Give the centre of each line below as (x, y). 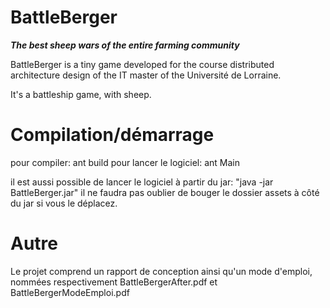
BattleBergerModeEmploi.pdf (70, 292)
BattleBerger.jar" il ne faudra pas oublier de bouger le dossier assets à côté (165, 192)
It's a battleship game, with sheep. (81, 94)
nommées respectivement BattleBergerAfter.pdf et (114, 282)
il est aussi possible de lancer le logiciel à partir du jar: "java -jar (142, 182)
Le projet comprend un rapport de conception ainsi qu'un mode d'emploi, (161, 271)
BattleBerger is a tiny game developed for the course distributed (142, 64)
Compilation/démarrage (112, 135)
